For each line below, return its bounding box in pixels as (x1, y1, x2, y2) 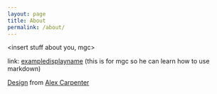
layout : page (7, 10, 46, 18)
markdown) (7, 65, 41, 73)
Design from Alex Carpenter (7, 78, 90, 87)
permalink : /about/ (7, 23, 65, 31)
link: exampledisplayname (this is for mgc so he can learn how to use (7, 57, 210, 66)
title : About (7, 17, 46, 24)
